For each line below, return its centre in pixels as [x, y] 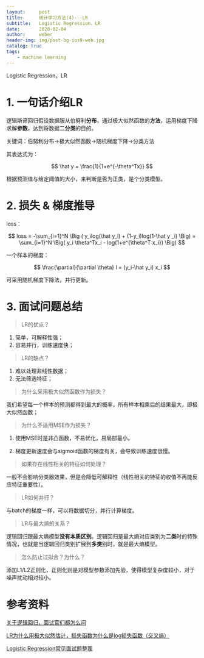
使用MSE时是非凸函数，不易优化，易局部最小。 [74, 438]
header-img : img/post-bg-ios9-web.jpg [55, 40]
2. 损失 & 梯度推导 [51, 206]
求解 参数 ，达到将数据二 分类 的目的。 [52, 128]
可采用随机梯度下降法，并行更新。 [49, 280]
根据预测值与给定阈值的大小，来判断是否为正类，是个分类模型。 [86, 179]
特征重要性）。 [29, 485]
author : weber [29, 35]
